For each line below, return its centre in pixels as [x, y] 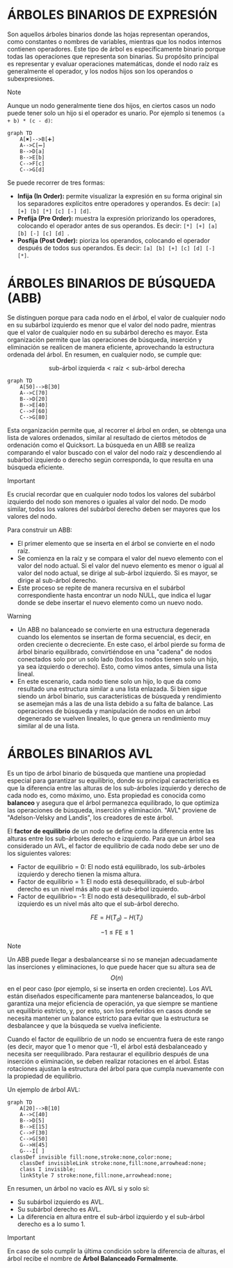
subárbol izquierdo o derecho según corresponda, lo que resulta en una [110, 460]
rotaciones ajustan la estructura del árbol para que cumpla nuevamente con [116, 1068]
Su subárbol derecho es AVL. [59, 1209]
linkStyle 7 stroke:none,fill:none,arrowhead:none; [96, 1175]
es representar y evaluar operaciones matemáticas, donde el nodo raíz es [113, 63]
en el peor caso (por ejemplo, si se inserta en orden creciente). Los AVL [110, 988]
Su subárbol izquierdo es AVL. [61, 1202]
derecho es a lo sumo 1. [51, 1224]
